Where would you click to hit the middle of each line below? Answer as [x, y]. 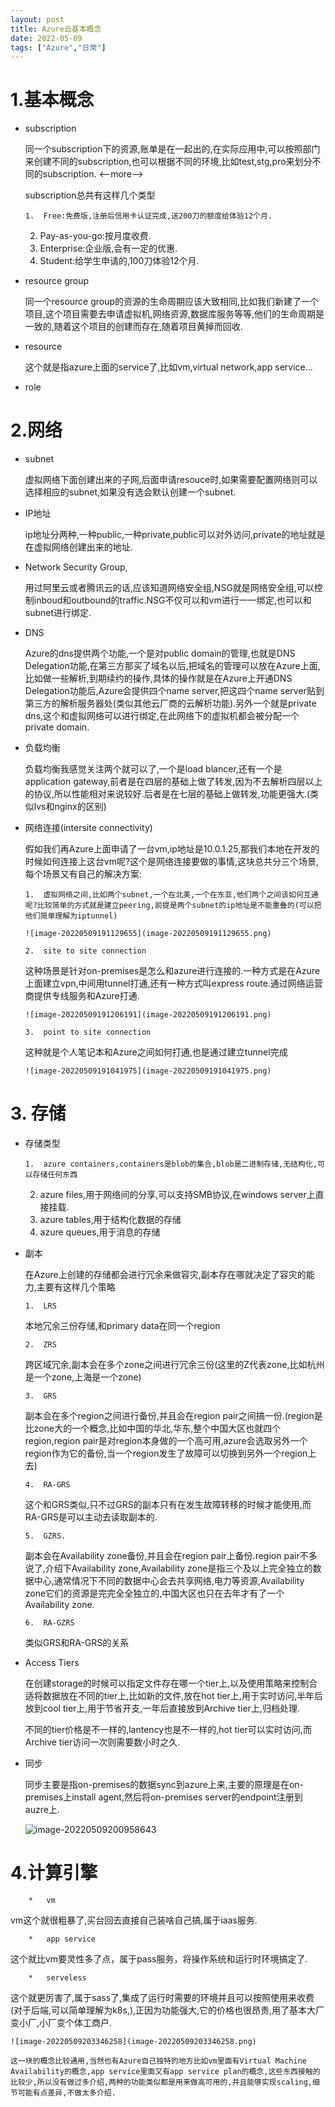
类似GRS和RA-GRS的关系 [77, 1643]
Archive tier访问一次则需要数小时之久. [102, 1742]
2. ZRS [40, 1345]
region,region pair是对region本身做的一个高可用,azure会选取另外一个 [166, 1441]
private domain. [57, 727]
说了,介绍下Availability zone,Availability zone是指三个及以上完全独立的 [168, 1568]
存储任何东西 [55, 1175]
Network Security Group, [76, 567]
